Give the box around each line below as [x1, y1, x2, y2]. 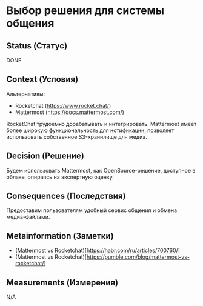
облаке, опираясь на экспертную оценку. [6, 173, 114, 181]
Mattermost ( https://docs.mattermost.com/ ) [15, 108, 124, 116]
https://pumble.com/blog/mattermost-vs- [86, 253, 190, 261]
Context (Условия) [6, 74, 79, 85]
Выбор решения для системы [6, 4, 165, 18]
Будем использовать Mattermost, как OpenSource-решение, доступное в [6, 167, 196, 174]
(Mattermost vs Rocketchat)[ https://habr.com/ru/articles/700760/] [15, 247, 181, 254]
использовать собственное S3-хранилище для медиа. [6, 133, 147, 140]
